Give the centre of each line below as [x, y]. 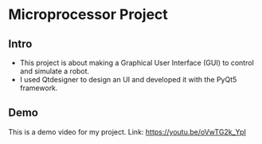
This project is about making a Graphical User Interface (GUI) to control [137, 63]
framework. [39, 88]
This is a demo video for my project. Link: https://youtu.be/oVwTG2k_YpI [127, 131]
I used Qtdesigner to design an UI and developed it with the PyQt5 [128, 80]
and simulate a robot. [55, 71]
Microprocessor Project [88, 15]
